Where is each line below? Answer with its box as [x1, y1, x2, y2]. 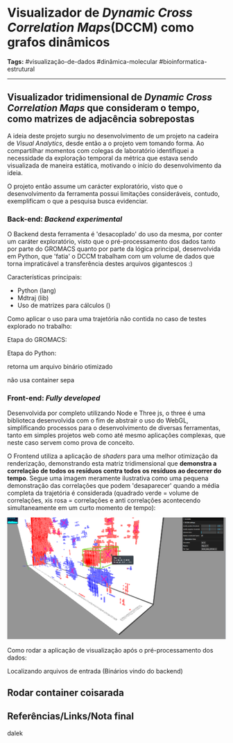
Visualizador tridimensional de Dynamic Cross [7, 92, 213, 104]
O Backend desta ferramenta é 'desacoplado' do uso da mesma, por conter [7, 230, 223, 238]
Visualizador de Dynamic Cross [7, 5, 193, 21]
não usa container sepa [7, 376, 75, 384]
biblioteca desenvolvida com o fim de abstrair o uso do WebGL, [7, 416, 189, 425]
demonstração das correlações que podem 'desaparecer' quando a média [7, 482, 220, 490]
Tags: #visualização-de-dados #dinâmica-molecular [7, 57, 158, 65]
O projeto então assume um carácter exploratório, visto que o [7, 182, 183, 190]
